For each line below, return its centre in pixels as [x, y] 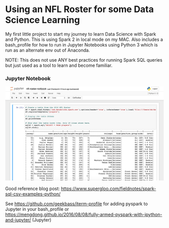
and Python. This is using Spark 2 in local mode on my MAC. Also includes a [84, 39]
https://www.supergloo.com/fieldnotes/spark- [109, 189]
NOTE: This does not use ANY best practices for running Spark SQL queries [84, 60]
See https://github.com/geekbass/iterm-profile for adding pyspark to [77, 204]
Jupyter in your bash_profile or [37, 209]
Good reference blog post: [33, 189]
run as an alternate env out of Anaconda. [48, 50]
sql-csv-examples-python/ [33, 194]
